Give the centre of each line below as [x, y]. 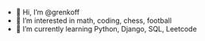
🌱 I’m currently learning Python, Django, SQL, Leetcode [106, 29]
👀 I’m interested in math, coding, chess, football [94, 20]
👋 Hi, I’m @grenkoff [48, 12]
